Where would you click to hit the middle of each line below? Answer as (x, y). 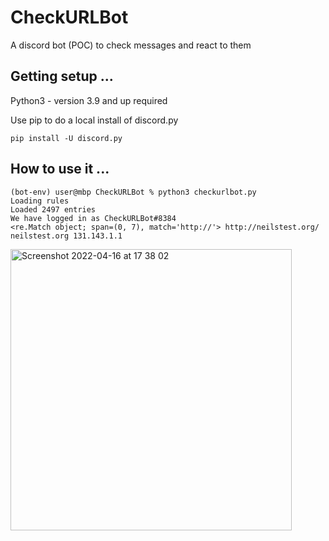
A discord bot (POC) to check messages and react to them (131, 45)
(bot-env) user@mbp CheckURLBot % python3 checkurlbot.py (133, 192)
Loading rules (40, 201)
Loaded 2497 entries (53, 209)
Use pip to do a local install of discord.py (94, 120)
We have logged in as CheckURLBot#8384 (93, 218)
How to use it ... (60, 169)
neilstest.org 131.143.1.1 (66, 236)
